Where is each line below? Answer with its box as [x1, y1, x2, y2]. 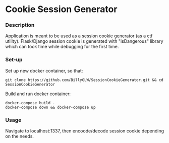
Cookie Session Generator [5, 4, 118, 15]
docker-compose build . [5, 100, 55, 105]
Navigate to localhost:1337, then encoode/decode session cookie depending [5, 128, 164, 134]
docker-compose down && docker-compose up [5, 105, 96, 110]
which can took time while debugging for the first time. [5, 44, 119, 50]
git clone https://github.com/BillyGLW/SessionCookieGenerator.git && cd [5, 77, 164, 83]
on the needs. [5, 133, 34, 139]
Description [5, 22, 35, 29]
